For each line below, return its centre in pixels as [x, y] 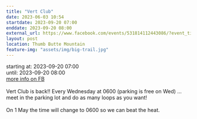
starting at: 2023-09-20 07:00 [43, 66]
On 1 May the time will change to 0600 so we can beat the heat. [83, 110]
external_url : [23, 33]
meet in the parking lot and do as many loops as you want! [77, 97]
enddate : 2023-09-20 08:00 [39, 28]
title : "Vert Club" [30, 11]
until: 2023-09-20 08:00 [36, 72]
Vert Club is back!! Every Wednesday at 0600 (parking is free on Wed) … [94, 91]
